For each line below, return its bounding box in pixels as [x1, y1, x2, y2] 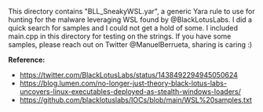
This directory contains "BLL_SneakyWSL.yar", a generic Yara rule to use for [8, 7, 255, 16]
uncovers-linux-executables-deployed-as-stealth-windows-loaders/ [19, 87, 242, 96]
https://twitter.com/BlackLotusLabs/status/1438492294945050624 [19, 70, 238, 79]
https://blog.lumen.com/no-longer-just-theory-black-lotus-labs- [19, 78, 228, 88]
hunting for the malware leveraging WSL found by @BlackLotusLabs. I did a [8, 15, 253, 24]
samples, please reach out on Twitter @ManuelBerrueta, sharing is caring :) [8, 40, 253, 49]
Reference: [8, 55, 46, 64]
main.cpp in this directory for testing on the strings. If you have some [8, 31, 232, 41]
